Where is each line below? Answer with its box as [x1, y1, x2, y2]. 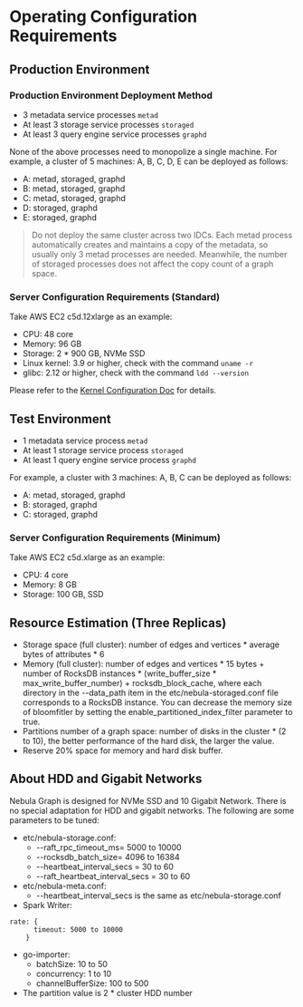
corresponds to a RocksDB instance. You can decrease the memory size [22, 697, 292, 708]
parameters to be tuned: [9, 814, 99, 826]
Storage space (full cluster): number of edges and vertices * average [22, 639, 280, 650]
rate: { [9, 917, 39, 926]
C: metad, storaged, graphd [22, 192, 127, 203]
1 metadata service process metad [22, 435, 148, 446]
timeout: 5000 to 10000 [33, 925, 124, 934]
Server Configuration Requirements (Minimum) [9, 531, 222, 544]
